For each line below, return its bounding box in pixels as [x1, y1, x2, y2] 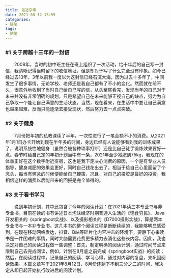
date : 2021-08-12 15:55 [5, 12, 56, 17]
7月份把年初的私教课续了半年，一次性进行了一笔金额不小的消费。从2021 [14, 132, 165, 138]
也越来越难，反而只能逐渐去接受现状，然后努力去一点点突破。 [5, 106, 135, 112]
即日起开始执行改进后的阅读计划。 [14, 267, 85, 273]
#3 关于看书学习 [5, 191, 45, 198]
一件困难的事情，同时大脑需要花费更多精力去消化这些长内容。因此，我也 [14, 235, 166, 241]
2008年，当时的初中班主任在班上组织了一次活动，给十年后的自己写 [14, 62, 155, 68]
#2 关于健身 [5, 120, 35, 127]
